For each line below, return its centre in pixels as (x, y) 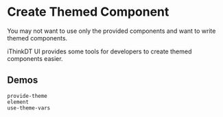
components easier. (35, 58)
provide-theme (27, 96)
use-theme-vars (29, 108)
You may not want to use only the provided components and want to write (111, 31)
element (18, 102)
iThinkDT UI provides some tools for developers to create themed (99, 51)
